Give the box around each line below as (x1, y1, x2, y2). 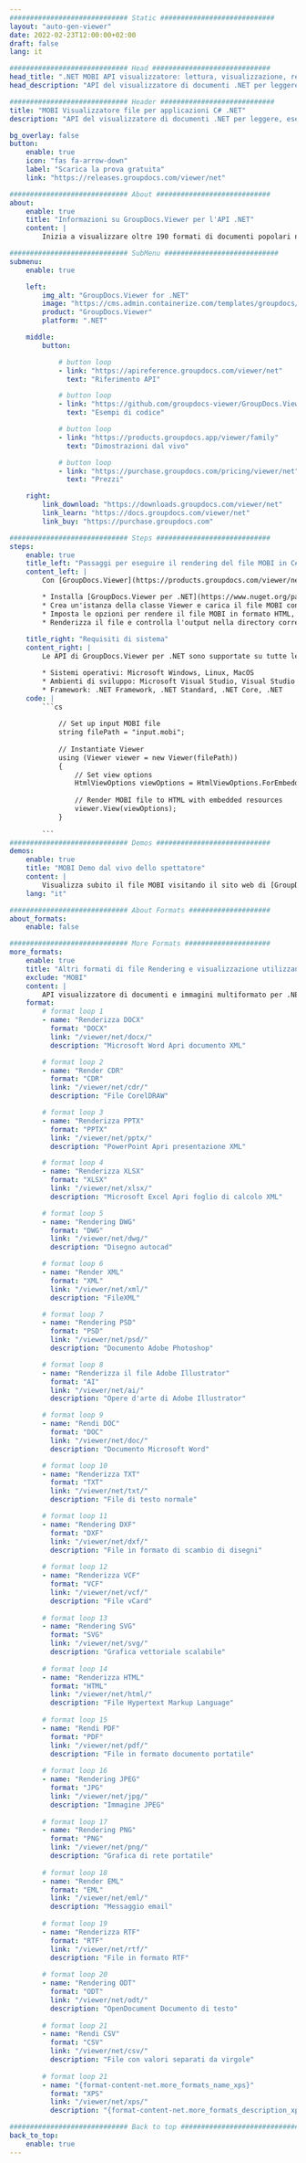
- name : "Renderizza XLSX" (42, 1166, 145, 1176)
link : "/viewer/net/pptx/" (49, 1134, 153, 1143)
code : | (25, 693, 55, 703)
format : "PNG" (49, 1834, 104, 1843)
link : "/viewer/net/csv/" (49, 2047, 148, 2056)
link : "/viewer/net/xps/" (49, 2097, 148, 2106)
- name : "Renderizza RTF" (42, 1927, 141, 1936)
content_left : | (25, 567, 88, 576)
